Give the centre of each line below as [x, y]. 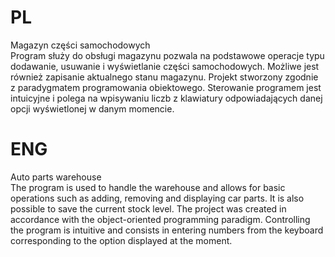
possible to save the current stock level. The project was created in [148, 208]
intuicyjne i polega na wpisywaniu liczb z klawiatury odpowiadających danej [166, 98]
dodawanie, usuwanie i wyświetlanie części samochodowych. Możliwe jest [165, 66]
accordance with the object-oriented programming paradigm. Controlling [160, 219]
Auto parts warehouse [56, 177]
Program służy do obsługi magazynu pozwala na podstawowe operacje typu [167, 55]
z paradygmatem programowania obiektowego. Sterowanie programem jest [166, 87]
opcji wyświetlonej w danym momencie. [92, 108]
